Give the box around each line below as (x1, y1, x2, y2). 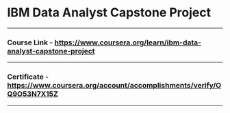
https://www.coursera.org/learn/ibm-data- (54, 38, 202, 47)
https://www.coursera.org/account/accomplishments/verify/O (7, 81, 222, 90)
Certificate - (7, 72, 49, 81)
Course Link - (7, 38, 53, 47)
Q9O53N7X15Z (7, 89, 58, 99)
